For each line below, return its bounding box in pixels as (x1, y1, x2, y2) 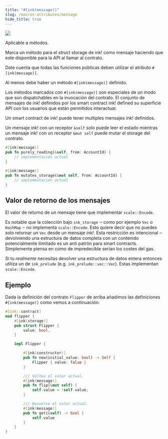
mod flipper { (5, 314, 35, 319)
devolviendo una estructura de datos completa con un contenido (5, 235, 139, 241)
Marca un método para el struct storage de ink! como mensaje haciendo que (5, 50, 163, 56)
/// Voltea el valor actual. (23, 373, 84, 379)
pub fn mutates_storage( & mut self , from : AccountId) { (5, 173, 122, 178)
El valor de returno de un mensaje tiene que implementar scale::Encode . (5, 209, 154, 216)
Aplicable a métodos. (5, 40, 49, 46)
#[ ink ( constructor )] (23, 351, 66, 356)
